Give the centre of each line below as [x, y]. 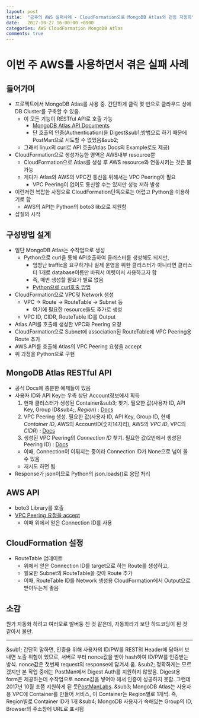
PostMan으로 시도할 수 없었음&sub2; [76, 140]
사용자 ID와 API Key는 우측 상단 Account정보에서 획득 [77, 395]
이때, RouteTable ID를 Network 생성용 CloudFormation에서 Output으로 [107, 581]
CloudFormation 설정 [45, 543]
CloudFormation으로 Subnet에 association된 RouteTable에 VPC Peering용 [103, 331]
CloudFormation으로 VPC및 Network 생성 [64, 294]
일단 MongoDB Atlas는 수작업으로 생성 [60, 250]
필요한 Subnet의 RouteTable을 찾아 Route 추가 [78, 573]
